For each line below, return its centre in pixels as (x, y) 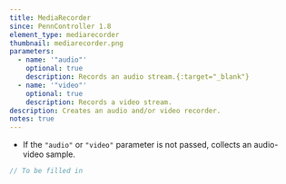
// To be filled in (46, 171)
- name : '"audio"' (53, 60)
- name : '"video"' (53, 85)
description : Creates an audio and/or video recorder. (115, 111)
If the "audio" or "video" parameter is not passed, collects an (137, 145)
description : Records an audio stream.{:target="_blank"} (138, 77)
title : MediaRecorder (50, 18)
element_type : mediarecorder (64, 34)
